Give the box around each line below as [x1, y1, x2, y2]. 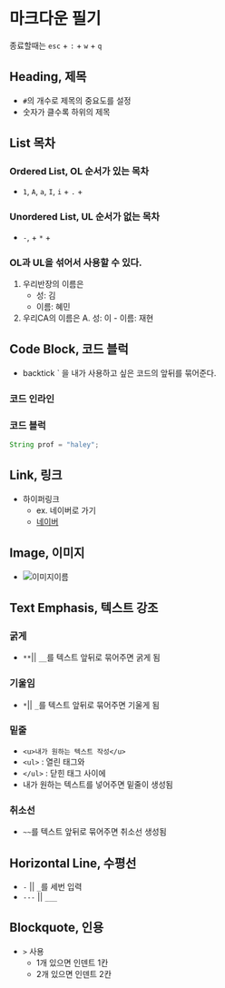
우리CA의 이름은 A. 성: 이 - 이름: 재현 [22, 312, 154, 323]
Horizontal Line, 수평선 [9, 855, 137, 871]
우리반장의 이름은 [22, 279, 84, 290]
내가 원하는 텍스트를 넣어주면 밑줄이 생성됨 [22, 778, 174, 790]
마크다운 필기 [9, 8, 102, 29]
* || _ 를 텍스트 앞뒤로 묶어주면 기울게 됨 [22, 699, 161, 710]
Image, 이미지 [9, 546, 85, 561]
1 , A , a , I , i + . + [22, 186, 83, 197]
